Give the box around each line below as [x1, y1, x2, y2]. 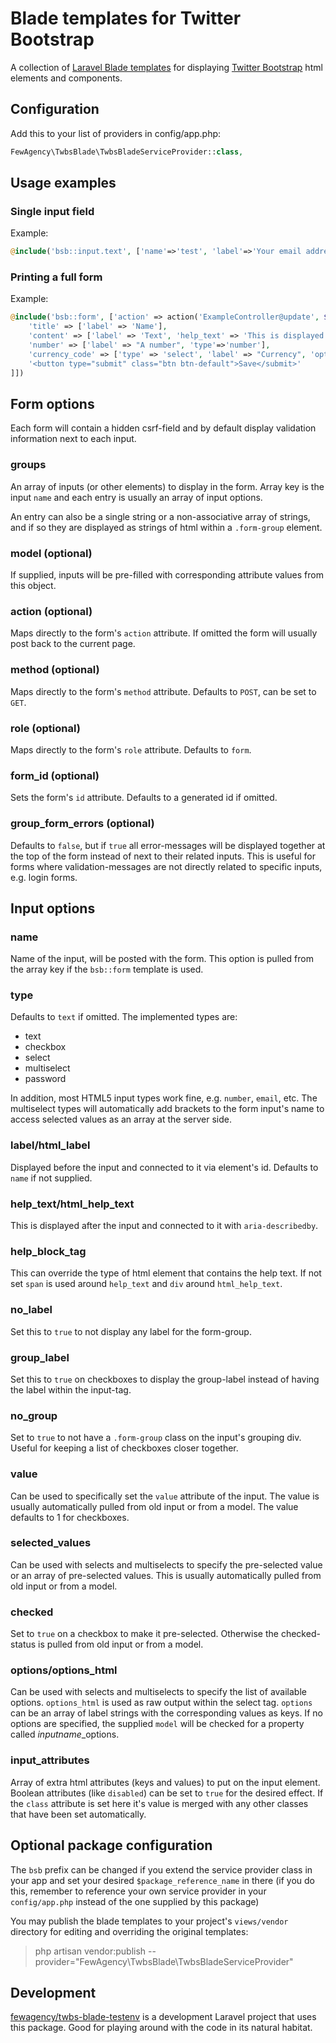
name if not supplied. [10, 1172, 93, 1184]
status [10, 1638, 37, 1651]
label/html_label [10, 1138, 91, 1152]
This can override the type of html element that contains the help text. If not [10, 1267, 322, 1279]
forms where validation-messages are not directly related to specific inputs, [10, 860, 323, 872]
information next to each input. [10, 433, 137, 445]
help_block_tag [10, 1245, 87, 1258]
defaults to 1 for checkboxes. [10, 1511, 130, 1523]
